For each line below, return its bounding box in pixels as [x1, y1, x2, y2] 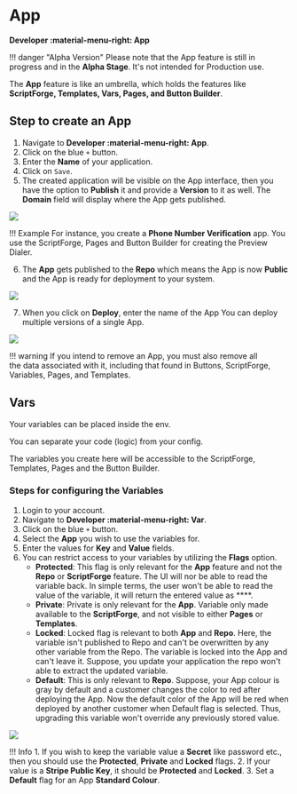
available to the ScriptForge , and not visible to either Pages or [35, 608, 263, 619]
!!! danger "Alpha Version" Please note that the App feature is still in [9, 52, 255, 62]
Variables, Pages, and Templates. [9, 369, 131, 380]
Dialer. [9, 246, 33, 258]
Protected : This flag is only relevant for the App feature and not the [35, 561, 283, 572]
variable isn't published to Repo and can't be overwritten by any [35, 637, 270, 647]
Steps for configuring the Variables [9, 485, 164, 497]
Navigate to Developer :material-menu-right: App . [21, 137, 210, 147]
